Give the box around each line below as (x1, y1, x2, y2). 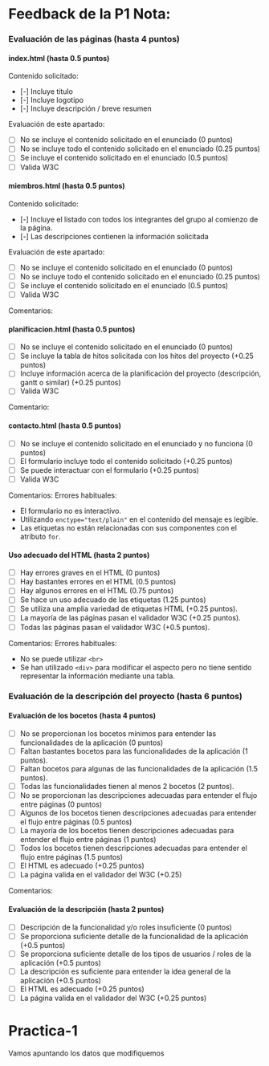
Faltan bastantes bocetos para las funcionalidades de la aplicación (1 (19, 746, 248, 755)
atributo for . (19, 531, 62, 541)
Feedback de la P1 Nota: (8, 5, 171, 23)
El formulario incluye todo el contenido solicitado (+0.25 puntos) (19, 456, 233, 466)
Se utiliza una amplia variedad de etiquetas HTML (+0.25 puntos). (19, 604, 238, 614)
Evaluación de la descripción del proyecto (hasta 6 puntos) (8, 691, 243, 702)
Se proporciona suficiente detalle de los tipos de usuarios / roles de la (19, 949, 251, 958)
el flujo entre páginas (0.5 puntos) (19, 817, 132, 827)
